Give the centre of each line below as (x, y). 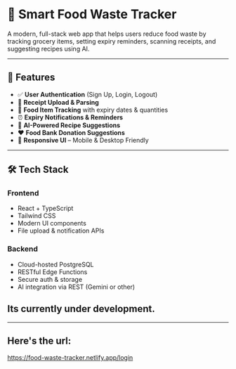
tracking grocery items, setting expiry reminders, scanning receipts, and (112, 41)
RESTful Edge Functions (52, 272)
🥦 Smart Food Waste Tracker (92, 14)
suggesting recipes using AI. (48, 48)
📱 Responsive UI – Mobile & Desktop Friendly (83, 140)
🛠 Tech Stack (38, 170)
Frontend (23, 193)
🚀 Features (31, 78)
